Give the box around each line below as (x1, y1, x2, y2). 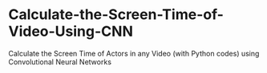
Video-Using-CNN (8, 22, 134, 40)
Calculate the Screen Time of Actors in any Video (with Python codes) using (8, 48, 260, 58)
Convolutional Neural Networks (8, 57, 112, 67)
